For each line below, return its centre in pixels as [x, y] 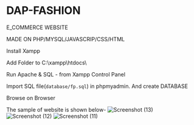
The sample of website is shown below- [56, 109]
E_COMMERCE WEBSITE [37, 27]
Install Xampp [23, 51]
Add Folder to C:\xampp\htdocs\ [47, 62]
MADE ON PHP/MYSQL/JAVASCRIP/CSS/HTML [66, 39]
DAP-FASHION [43, 11]
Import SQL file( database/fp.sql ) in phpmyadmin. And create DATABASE [97, 86]
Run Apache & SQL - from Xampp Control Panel [66, 74]
